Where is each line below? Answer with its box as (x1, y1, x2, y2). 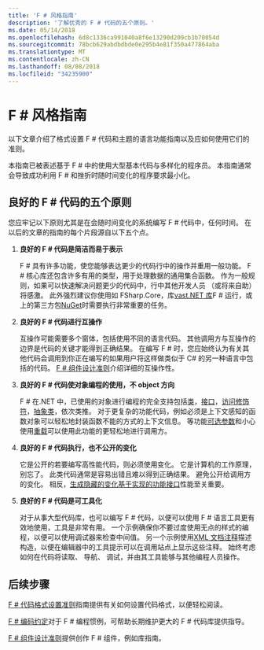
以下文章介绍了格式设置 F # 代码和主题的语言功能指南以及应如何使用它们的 (8, 134, 250, 143)
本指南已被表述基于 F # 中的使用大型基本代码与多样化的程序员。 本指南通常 (8, 161, 251, 170)
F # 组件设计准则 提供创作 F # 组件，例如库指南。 (8, 633, 166, 643)
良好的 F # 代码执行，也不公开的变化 (19, 443, 137, 452)
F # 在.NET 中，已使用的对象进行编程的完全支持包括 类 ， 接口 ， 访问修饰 (19, 397, 250, 406)
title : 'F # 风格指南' (8, 11, 78, 20)
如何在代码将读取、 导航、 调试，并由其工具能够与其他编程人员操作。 (19, 552, 244, 562)
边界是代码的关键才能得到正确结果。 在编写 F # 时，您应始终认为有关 (19, 344, 243, 353)
